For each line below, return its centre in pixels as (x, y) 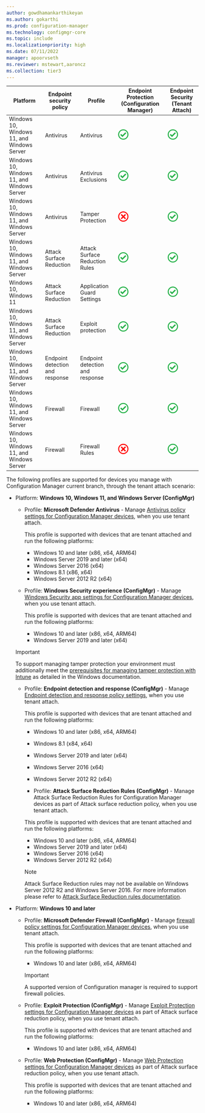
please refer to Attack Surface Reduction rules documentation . (103, 896)
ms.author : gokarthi (33, 19)
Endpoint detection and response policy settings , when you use (104, 695)
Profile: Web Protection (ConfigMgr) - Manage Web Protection (104, 1060)
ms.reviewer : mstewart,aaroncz (46, 64)
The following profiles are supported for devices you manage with (89, 479)
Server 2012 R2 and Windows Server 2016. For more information (105, 890)
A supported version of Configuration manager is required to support (111, 987)
